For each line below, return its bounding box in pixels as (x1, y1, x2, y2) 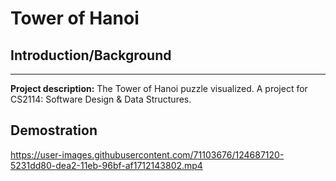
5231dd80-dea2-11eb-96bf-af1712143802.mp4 (10, 159, 203, 171)
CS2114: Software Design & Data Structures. (10, 93, 192, 105)
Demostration (10, 122, 98, 139)
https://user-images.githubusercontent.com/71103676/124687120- (10, 148, 285, 161)
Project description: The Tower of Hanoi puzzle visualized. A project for (10, 83, 308, 94)
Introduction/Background (10, 47, 172, 64)
